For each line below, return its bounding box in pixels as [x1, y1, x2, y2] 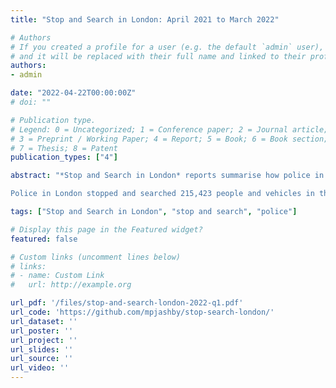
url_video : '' [10, 363, 70, 373]
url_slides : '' [10, 344, 74, 355]
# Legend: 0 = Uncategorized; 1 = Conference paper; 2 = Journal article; [10, 124, 329, 135]
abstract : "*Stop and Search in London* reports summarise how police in [10, 171, 325, 181]
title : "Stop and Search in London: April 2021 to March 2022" [10, 14, 280, 25]
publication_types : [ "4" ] [10, 152, 118, 163]
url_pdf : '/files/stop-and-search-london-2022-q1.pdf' [10, 298, 244, 308]
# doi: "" [10, 97, 52, 107]
